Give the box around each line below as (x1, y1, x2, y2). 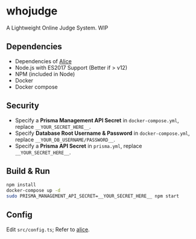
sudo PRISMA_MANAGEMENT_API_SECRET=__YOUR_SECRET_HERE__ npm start (6, 193, 180, 199)
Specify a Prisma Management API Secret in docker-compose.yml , (14, 116, 179, 124)
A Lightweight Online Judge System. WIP (6, 24, 109, 31)
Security (6, 101, 39, 111)
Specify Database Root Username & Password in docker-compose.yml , (14, 129, 190, 137)
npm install (6, 182, 36, 188)
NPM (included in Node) (14, 70, 75, 78)
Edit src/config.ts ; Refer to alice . (6, 226, 90, 233)
